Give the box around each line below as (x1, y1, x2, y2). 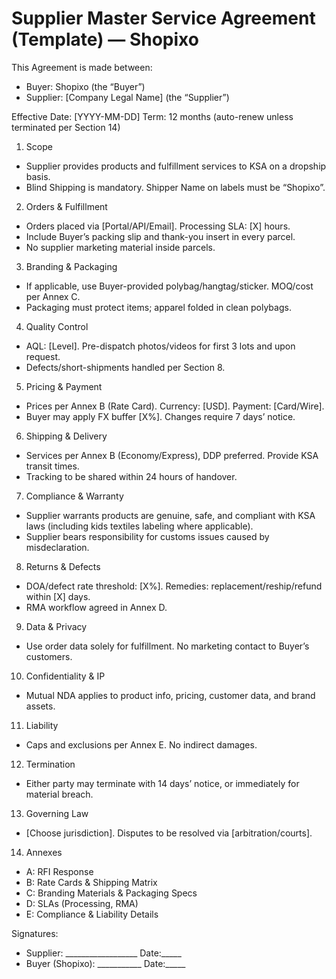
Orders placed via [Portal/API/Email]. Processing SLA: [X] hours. (25, 220, 291, 232)
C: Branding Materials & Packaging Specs (25, 887, 198, 899)
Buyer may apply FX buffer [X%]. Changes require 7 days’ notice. (25, 410, 296, 422)
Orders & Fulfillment (25, 200, 108, 212)
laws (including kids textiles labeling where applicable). (25, 520, 254, 532)
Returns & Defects (25, 560, 101, 572)
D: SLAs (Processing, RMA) (25, 897, 139, 909)
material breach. (25, 788, 94, 800)
